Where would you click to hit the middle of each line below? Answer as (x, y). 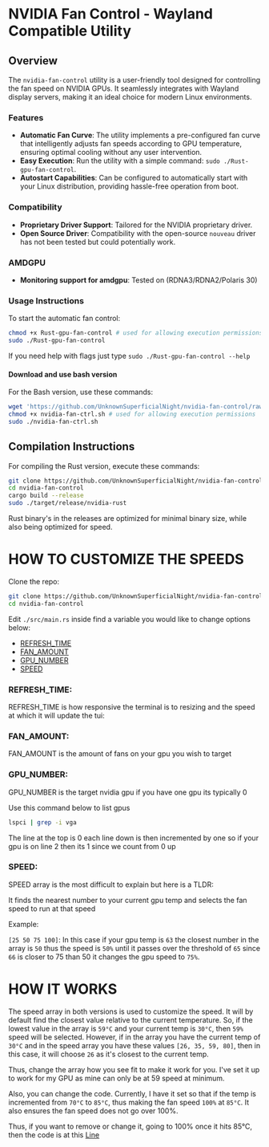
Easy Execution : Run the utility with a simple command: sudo (120, 161)
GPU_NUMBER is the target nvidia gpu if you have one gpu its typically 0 (128, 792)
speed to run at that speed (52, 909)
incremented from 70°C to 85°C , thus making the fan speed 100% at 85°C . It (129, 1102)
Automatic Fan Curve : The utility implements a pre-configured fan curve (140, 135)
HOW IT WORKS (63, 989)
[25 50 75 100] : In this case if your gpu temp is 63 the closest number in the (134, 939)
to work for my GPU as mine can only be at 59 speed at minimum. (117, 1078)
